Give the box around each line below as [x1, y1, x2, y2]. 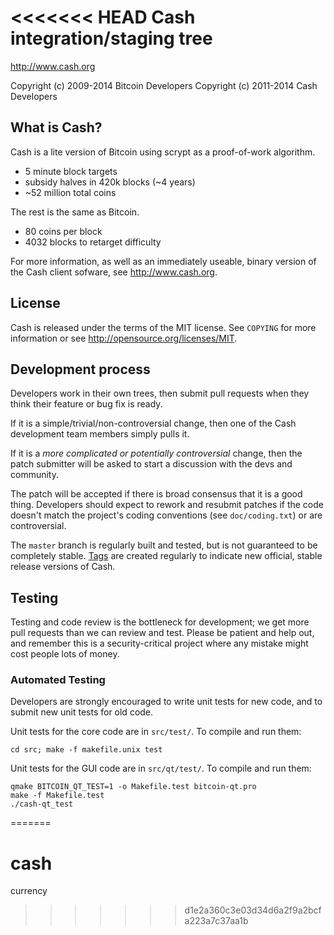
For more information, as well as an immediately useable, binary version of [10, 255, 317, 267]
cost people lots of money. [10, 648, 120, 660]
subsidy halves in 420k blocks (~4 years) [24, 176, 196, 188]
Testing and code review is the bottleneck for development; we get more [10, 616, 310, 628]
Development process [10, 361, 151, 378]
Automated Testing [10, 673, 106, 687]
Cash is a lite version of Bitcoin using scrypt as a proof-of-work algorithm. [10, 146, 316, 158]
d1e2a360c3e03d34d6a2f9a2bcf [184, 904, 322, 916]
